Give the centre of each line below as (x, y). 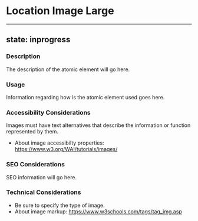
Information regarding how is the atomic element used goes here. (85, 97)
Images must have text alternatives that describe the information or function (98, 125)
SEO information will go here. (42, 177)
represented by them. (32, 132)
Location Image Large (60, 11)
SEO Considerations (35, 165)
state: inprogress (38, 40)
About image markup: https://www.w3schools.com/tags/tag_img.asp (98, 211)
